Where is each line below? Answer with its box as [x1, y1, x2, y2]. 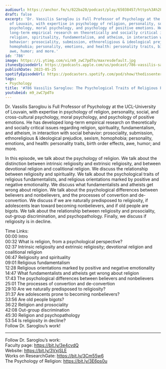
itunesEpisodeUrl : [5, 62, 43, 67]
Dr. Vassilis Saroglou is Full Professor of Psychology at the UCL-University [5, 104, 156, 109]
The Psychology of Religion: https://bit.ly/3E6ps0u [5, 358, 108, 364]
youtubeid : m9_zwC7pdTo [5, 90, 54, 95]
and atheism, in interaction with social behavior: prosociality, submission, [5, 130, 154, 136]
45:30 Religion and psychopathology [5, 313, 81, 318]
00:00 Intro [5, 233, 28, 239]
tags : [5, 76, 16, 81]
